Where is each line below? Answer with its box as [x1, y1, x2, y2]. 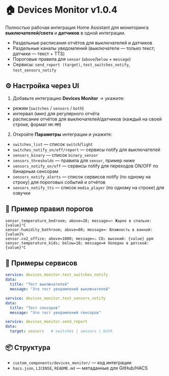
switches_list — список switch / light [12, 141, 93, 147]
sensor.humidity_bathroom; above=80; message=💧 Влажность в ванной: [5, 227, 153, 232]
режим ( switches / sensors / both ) [12, 105, 84, 111]
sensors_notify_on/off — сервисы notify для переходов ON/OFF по [12, 163, 159, 169]
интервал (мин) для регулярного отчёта [12, 110, 100, 116]
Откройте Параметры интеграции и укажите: [12, 131, 112, 137]
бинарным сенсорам [12, 168, 59, 174]
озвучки [12, 190, 31, 196]
